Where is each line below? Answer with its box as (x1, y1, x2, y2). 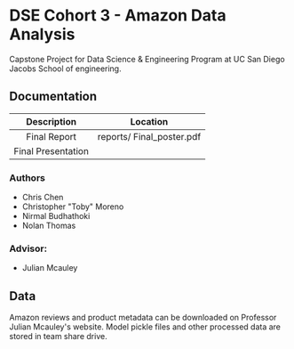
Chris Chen (21, 192, 64, 203)
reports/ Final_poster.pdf (97, 130, 202, 142)
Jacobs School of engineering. (9, 63, 122, 74)
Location (130, 115, 169, 127)
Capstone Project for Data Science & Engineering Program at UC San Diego (9, 53, 286, 64)
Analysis (9, 24, 75, 45)
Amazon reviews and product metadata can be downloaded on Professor (9, 312, 277, 323)
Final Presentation (13, 144, 89, 157)
